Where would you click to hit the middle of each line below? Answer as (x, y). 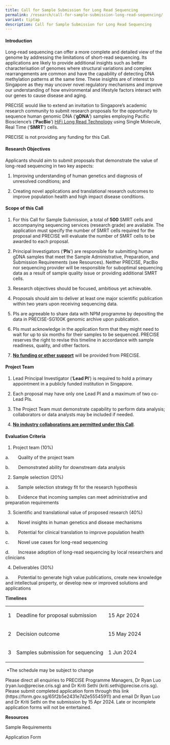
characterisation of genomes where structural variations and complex (79, 68)
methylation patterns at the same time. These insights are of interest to (80, 79)
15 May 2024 (125, 634)
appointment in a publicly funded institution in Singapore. (73, 384)
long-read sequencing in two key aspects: (50, 166)
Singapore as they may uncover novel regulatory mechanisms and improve (84, 84)
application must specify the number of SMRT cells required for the (83, 230)
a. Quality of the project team (40, 457)
